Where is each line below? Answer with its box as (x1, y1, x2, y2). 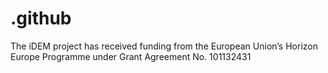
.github (10, 7, 72, 30)
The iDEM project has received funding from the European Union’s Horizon (10, 40, 318, 52)
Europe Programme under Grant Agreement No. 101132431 (10, 50, 252, 62)
